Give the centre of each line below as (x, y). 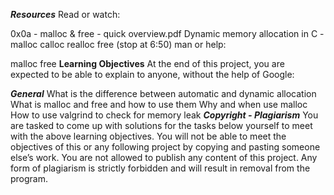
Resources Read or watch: (65, 14)
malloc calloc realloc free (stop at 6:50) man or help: (118, 44)
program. (29, 178)
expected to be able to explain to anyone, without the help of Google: (152, 74)
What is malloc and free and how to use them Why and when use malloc (159, 104)
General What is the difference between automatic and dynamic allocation (163, 93)
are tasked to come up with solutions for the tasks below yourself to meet (161, 125)
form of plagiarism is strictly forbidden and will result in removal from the (160, 168)
